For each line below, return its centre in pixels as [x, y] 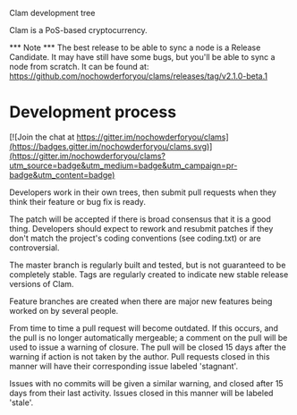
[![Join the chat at [42, 137]
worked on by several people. [64, 310]
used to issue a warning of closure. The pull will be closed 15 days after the [148, 347]
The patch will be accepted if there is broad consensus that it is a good [140, 219]
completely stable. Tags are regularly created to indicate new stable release [149, 274]
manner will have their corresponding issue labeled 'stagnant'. [124, 366]
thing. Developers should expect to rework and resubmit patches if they [141, 228]
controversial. [34, 247]
